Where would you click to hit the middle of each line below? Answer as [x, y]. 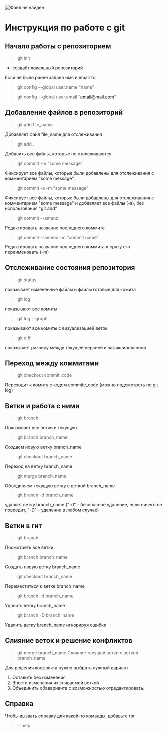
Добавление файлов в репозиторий [64, 113]
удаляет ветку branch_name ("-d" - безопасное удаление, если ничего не [83, 505]
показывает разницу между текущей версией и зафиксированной [76, 347]
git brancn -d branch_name [45, 495]
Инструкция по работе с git [65, 28]
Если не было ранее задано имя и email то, [51, 78]
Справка [19, 704]
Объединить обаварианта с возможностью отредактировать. [78, 688]
